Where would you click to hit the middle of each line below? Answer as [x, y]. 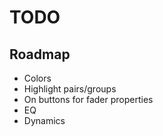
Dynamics [44, 120]
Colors [37, 78]
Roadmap [40, 54]
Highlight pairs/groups [70, 89]
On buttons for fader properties [88, 99]
